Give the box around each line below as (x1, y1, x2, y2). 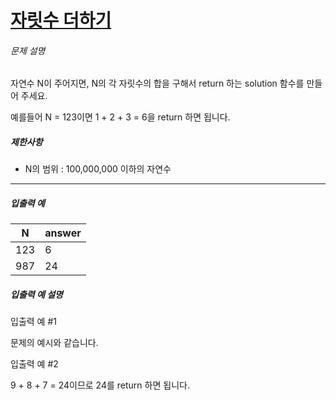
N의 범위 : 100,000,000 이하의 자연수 (24, 163, 172, 175)
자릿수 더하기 (10, 9, 112, 32)
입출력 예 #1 (10, 316, 57, 328)
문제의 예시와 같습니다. (10, 337, 99, 349)
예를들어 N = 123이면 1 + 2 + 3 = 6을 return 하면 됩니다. (10, 111, 231, 123)
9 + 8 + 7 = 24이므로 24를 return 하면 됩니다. (10, 379, 190, 391)
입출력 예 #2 (10, 358, 59, 370)
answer (44, 226, 82, 240)
